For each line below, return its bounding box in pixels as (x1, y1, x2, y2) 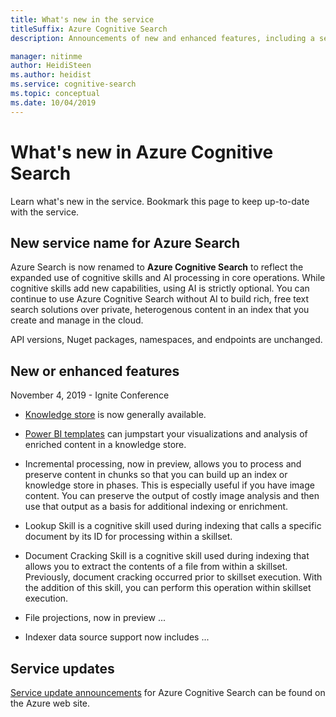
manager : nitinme (10, 51, 83, 61)
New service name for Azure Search (10, 234, 240, 251)
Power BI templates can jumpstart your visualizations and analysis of (24, 428, 308, 440)
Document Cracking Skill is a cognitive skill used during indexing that (24, 550, 310, 562)
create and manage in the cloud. (10, 314, 144, 326)
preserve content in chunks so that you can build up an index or (24, 469, 288, 481)
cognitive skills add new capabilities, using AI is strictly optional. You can (10, 282, 310, 295)
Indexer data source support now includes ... (24, 631, 210, 643)
